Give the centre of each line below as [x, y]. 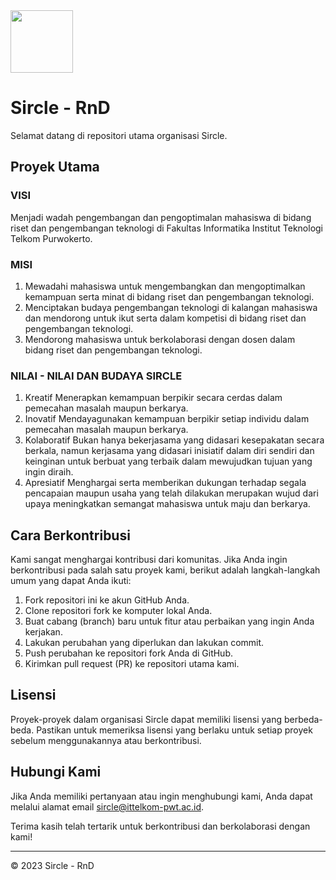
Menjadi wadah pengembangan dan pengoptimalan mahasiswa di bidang [161, 217]
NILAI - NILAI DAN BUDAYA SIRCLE [96, 376]
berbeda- [303, 719]
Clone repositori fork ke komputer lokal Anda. [118, 611]
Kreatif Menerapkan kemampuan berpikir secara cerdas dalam [153, 398]
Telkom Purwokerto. [51, 238]
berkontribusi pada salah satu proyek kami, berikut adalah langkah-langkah [165, 570]
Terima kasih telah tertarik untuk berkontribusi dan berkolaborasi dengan [160, 826]
